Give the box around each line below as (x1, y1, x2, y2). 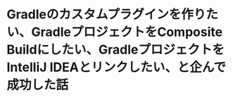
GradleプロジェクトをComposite (31, 24, 223, 40)
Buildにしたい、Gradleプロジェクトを (6, 42, 225, 58)
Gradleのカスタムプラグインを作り (6, 6, 206, 23)
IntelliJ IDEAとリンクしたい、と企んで (6, 59, 227, 75)
